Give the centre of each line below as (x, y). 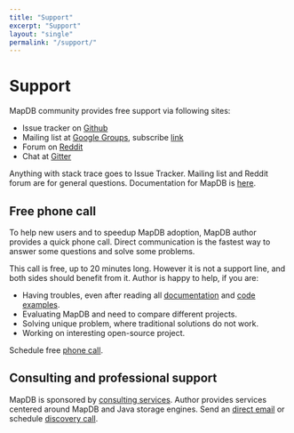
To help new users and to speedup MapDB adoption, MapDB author (133, 233)
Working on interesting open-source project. (103, 333)
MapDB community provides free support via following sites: (120, 111)
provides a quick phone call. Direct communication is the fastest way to (140, 242)
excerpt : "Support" (45, 26)
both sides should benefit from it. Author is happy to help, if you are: (134, 278)
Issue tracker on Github (65, 128)
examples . (41, 305)
